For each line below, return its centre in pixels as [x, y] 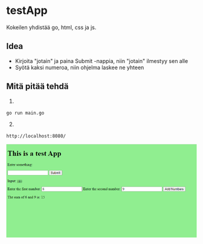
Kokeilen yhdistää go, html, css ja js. [51, 27]
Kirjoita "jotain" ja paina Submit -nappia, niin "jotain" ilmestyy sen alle [101, 61]
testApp [27, 11]
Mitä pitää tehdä [37, 86]
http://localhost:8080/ [36, 136]
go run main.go [25, 113]
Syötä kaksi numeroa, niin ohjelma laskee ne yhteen [79, 67]
